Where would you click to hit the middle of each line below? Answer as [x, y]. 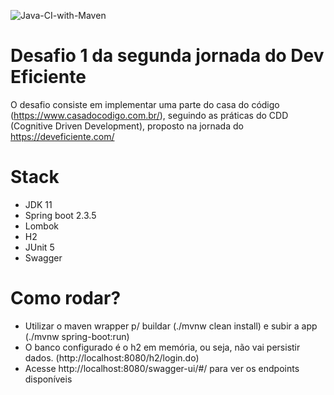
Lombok [42, 226]
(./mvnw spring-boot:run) [77, 336]
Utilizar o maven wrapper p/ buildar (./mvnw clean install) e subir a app [171, 326]
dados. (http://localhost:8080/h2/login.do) [112, 357]
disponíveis [48, 379]
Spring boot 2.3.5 [60, 215]
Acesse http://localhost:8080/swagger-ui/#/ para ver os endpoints [162, 368]
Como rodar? [66, 298]
